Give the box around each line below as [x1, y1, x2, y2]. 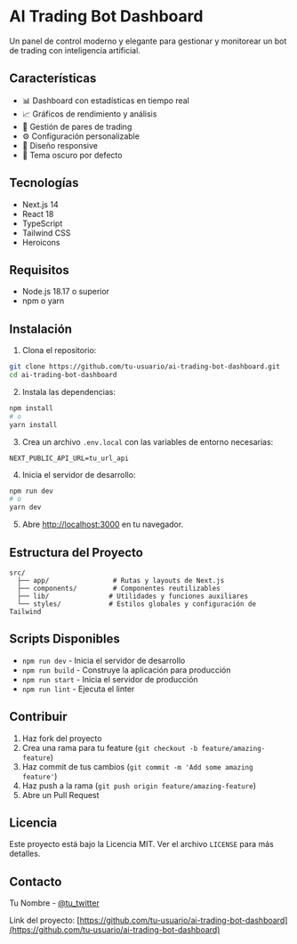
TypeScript [21, 218, 63, 229]
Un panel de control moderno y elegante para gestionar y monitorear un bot [9, 36, 287, 46]
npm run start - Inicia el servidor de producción [21, 674, 198, 684]
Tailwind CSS [21, 227, 71, 238]
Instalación [9, 321, 73, 336]
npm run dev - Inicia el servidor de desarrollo [21, 655, 186, 666]
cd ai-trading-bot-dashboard [9, 371, 117, 380]
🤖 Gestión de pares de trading [21, 121, 132, 132]
